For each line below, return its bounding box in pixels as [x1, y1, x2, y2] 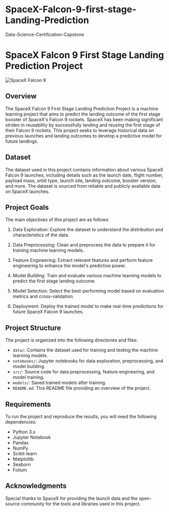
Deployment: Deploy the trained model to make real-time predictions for [12, 303, 164, 309]
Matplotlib [12, 456, 34, 462]
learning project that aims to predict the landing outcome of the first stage [5, 111, 160, 117]
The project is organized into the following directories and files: [5, 337, 138, 343]
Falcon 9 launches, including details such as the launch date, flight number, [5, 172, 163, 178]
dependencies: [5, 418, 37, 425]
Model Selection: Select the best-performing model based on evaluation [12, 288, 164, 294]
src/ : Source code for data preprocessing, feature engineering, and [12, 369, 155, 375]
